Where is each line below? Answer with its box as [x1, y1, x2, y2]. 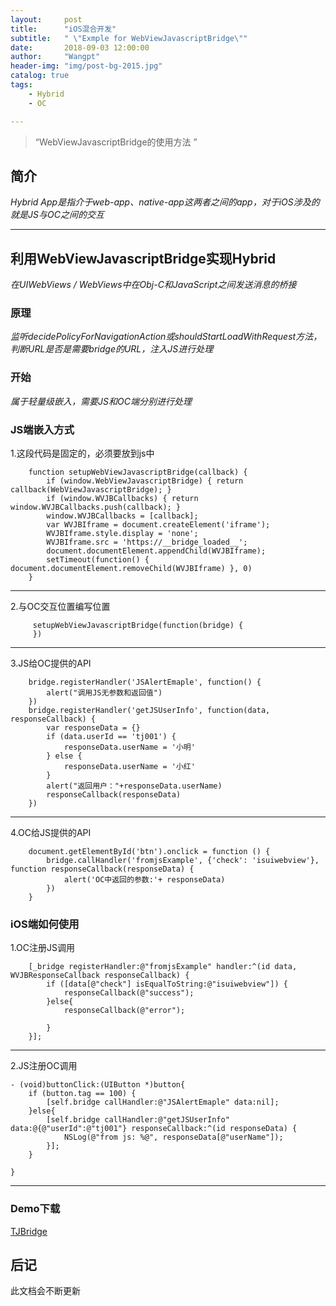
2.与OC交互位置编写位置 [10, 601, 111, 613]
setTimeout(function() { [46, 555, 150, 565]
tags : [10, 80, 33, 90]
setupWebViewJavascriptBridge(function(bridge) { [32, 621, 244, 631]
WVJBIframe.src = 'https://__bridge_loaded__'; [46, 537, 248, 548]
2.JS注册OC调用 [10, 1060, 78, 1072]
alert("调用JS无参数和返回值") [46, 688, 163, 698]
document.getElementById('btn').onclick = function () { [28, 847, 271, 857]
